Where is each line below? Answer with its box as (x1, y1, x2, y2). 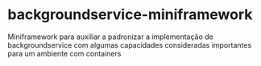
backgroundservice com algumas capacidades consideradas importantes (7, 40, 252, 49)
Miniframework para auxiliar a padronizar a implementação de (7, 32, 214, 41)
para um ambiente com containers (7, 49, 122, 58)
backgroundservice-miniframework (7, 6, 253, 24)
